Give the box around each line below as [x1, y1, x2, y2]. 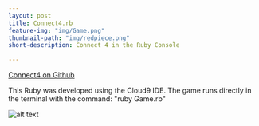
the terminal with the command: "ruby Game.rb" [8, 94, 166, 104]
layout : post [8, 11, 52, 20]
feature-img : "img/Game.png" [8, 26, 105, 34]
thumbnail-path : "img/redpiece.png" [8, 33, 130, 42]
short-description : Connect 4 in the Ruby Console [8, 41, 180, 49]
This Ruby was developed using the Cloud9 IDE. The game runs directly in [8, 85, 252, 96]
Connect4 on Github [8, 70, 75, 80]
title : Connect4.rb [8, 19, 73, 27]
